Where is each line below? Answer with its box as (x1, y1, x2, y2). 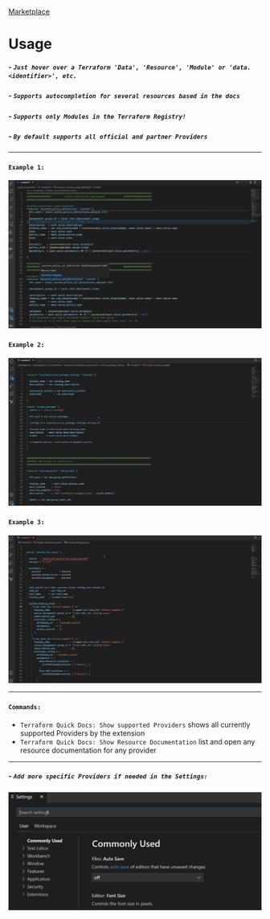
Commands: (8, 703, 42, 711)
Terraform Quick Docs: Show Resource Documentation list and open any (19, 736, 256, 746)
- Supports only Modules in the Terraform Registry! (8, 111, 186, 121)
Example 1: (8, 163, 45, 171)
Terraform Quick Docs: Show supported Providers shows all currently (19, 720, 251, 729)
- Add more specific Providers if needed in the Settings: (8, 771, 208, 781)
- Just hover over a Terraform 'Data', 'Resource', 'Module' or (8, 62, 227, 72)
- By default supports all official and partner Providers (8, 131, 208, 141)
